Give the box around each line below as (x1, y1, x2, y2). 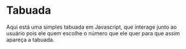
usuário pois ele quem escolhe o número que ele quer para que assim (6, 29, 180, 36)
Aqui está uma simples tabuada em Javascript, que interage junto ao (6, 23, 177, 30)
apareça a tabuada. (6, 36, 55, 43)
